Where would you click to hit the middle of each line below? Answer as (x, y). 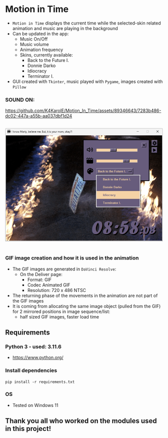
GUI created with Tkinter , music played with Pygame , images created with (87, 81)
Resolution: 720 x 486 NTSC (57, 290)
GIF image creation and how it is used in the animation (72, 258)
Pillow (19, 87)
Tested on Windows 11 (35, 405)
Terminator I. (40, 76)
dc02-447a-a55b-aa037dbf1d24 (39, 116)
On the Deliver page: (41, 274)
